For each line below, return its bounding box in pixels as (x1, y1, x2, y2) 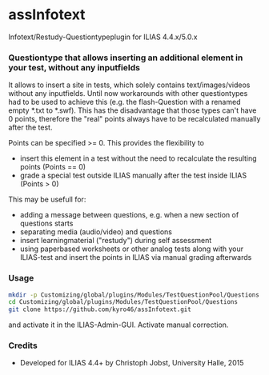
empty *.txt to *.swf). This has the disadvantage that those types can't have (8, 106, 257, 115)
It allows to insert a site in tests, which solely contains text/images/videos (8, 80, 251, 90)
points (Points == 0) (19, 162, 86, 172)
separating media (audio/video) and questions (19, 227, 172, 237)
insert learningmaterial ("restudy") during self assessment (19, 236, 212, 245)
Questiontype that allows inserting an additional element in (8, 52, 243, 63)
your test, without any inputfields (8, 62, 140, 73)
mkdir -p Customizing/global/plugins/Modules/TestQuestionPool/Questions (8, 290, 260, 299)
